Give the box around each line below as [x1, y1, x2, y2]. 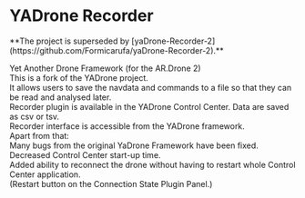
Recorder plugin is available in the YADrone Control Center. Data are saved [9, 101, 290, 112]
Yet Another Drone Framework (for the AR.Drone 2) [9, 63, 202, 74]
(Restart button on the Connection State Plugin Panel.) [9, 178, 213, 189]
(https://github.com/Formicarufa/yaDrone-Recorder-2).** [9, 45, 225, 55]
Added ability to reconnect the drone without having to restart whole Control [9, 159, 296, 170]
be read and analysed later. [9, 92, 112, 103]
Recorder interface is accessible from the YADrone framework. [9, 120, 246, 132]
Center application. [9, 169, 81, 180]
